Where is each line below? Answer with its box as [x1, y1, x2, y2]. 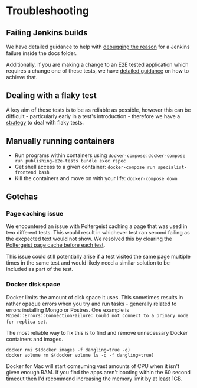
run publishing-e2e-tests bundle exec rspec [14, 158, 126, 164]
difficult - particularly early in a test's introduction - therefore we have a [6, 112, 180, 119]
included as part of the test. [6, 266, 74, 273]
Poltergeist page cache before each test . [6, 242, 106, 249]
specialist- [157, 164, 187, 170]
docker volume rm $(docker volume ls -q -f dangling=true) [6, 352, 155, 358]
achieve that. [6, 74, 38, 80]
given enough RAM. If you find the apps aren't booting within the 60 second [6, 369, 191, 376]
